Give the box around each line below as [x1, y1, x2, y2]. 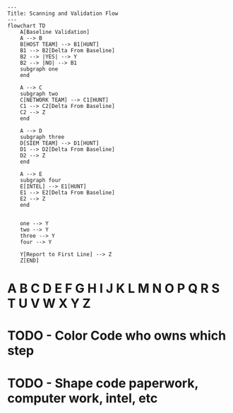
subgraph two [20, 90, 59, 97]
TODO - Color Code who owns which [7, 328, 227, 344]
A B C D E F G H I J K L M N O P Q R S [7, 280, 220, 297]
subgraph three [20, 133, 65, 140]
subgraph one [20, 66, 59, 73]
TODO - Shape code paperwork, [7, 375, 199, 391]
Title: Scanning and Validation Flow [7, 10, 119, 17]
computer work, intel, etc [7, 390, 158, 406]
